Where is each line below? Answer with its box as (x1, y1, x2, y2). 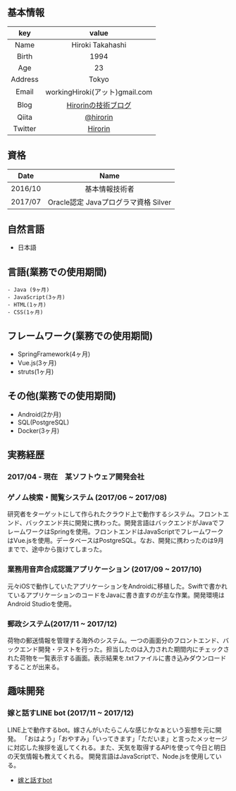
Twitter (13, 123, 37, 133)
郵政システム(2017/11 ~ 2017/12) (7, 619, 118, 629)
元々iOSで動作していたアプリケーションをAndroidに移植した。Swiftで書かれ (7, 582, 228, 590)
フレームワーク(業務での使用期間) (7, 330, 154, 342)
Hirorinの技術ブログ (66, 100, 132, 110)
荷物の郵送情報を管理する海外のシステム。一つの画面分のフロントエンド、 (7, 637, 223, 645)
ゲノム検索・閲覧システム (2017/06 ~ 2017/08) (7, 493, 168, 503)
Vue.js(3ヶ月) (17, 359, 57, 367)
